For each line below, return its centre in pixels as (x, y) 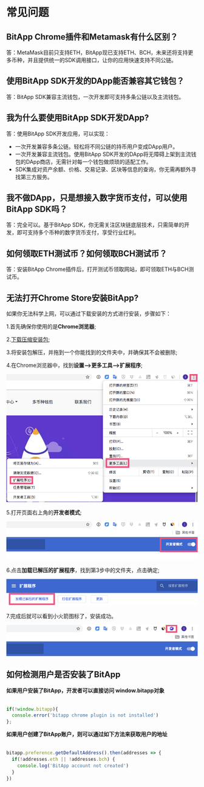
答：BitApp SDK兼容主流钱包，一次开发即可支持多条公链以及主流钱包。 (95, 97)
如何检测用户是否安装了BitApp (63, 675)
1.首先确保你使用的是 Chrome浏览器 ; (51, 327)
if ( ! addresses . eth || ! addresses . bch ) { (63, 759)
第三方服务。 (36, 177)
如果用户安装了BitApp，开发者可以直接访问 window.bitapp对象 (86, 690)
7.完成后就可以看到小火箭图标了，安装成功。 (62, 616)
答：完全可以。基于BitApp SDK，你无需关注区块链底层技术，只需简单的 (95, 225)
